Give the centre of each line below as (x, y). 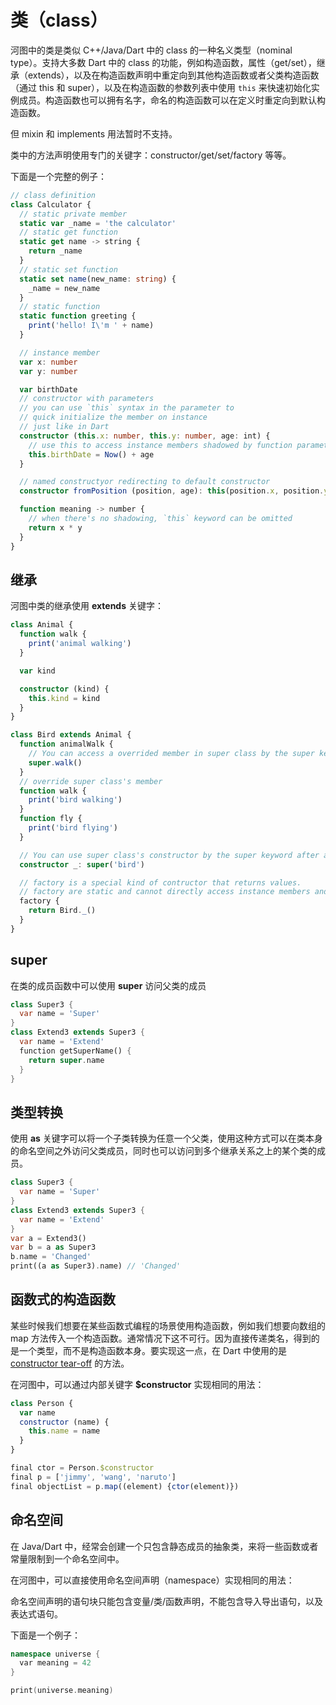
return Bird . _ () (62, 911)
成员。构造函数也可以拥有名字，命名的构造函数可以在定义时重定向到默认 (167, 100)
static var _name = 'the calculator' (98, 223)
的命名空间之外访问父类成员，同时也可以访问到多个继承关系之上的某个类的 (163, 1151)
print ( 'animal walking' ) (80, 644)
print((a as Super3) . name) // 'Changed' (96, 1266)
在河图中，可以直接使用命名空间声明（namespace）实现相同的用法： (152, 1580)
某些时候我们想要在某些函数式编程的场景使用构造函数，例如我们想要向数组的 (168, 1325)
